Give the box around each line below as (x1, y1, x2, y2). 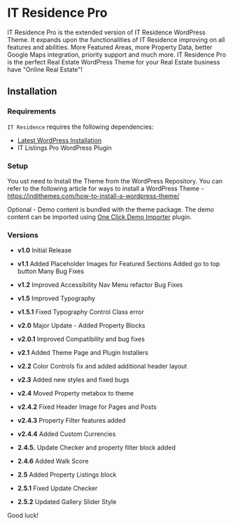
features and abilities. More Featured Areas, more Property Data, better (7, 43, 213, 51)
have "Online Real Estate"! (7, 65, 83, 73)
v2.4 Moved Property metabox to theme (17, 389, 134, 398)
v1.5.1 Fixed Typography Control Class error (17, 308, 145, 316)
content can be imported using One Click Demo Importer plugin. (7, 212, 192, 221)
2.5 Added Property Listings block (17, 470, 117, 479)
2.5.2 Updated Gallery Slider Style (17, 498, 117, 506)
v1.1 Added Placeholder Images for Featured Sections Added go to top (17, 260, 220, 268)
